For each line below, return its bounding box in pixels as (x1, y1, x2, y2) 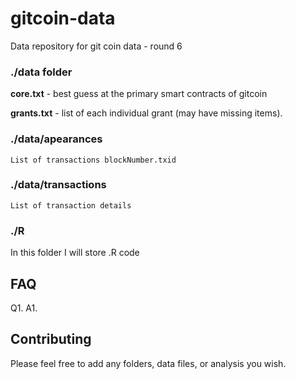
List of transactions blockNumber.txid (10, 155, 177, 165)
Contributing (10, 331, 92, 348)
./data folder (10, 65, 73, 79)
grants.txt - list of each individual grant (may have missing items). (10, 107, 283, 119)
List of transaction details (10, 200, 132, 211)
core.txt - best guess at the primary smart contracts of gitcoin (10, 88, 268, 100)
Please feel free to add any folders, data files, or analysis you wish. (10, 357, 287, 369)
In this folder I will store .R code (10, 247, 140, 259)
